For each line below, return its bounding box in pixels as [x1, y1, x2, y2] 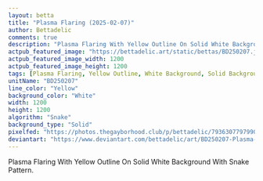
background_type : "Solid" [8, 121, 92, 129]
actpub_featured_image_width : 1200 [8, 56, 124, 63]
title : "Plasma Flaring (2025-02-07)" [8, 19, 135, 27]
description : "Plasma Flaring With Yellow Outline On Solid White [8, 41, 229, 49]
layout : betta [8, 11, 55, 20]
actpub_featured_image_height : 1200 [8, 63, 128, 71]
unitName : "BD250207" [8, 77, 79, 85]
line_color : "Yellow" [8, 84, 79, 92]
